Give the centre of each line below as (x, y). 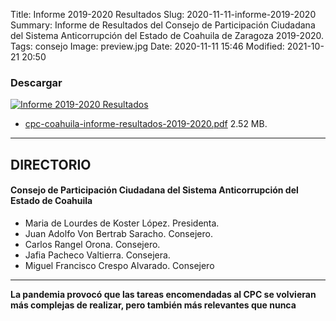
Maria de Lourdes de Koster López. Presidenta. (122, 223)
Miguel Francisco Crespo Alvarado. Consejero (119, 265)
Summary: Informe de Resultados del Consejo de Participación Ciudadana (163, 25)
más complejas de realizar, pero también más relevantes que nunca (153, 305)
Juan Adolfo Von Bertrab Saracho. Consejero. (118, 233)
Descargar (36, 82)
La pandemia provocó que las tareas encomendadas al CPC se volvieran (163, 294)
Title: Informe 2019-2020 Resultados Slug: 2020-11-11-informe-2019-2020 (163, 14)
